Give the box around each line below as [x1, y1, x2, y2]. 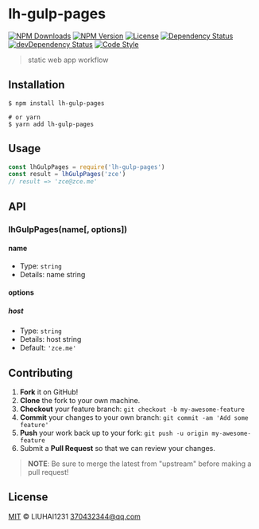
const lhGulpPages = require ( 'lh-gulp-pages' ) [8, 163, 165, 171]
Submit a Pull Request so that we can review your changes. [19, 444, 216, 453]
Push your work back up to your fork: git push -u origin [19, 428, 209, 438]
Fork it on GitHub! [19, 387, 79, 397]
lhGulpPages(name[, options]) [8, 224, 128, 235]
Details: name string [19, 269, 86, 279]
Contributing [8, 366, 73, 379]
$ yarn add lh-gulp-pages [8, 120, 94, 128]
